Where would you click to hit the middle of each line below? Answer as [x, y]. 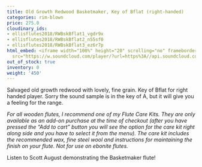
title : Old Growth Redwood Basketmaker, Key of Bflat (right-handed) [96, 12]
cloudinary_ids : [27, 28]
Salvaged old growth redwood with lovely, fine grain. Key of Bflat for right [97, 90]
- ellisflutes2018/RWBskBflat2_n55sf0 [55, 40]
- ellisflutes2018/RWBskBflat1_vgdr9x [55, 34]
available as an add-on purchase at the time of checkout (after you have [97, 121]
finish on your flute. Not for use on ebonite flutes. [67, 146]
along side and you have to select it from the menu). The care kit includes [98, 133]
